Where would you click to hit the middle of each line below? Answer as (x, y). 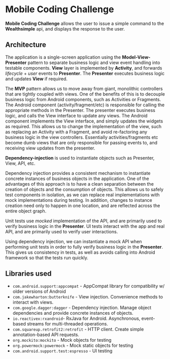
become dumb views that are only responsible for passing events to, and (81, 142)
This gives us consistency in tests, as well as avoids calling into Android (80, 252)
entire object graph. (26, 211)
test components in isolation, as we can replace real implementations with (82, 195)
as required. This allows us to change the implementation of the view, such (83, 126)
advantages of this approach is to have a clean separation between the (79, 184)
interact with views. (33, 302)
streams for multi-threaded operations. (67, 323)
